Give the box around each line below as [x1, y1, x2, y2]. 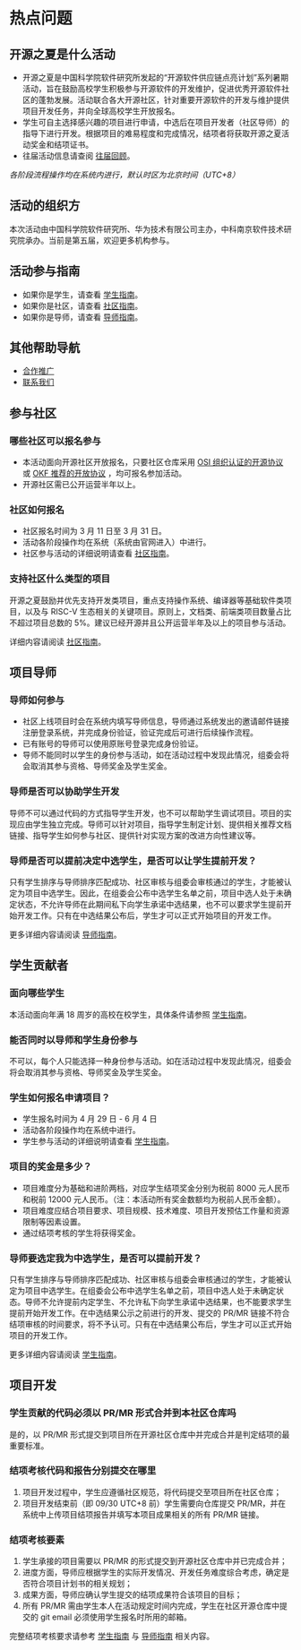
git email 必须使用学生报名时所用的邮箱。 [39, 1611, 193, 1622]
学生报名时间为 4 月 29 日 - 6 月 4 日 [21, 1113, 158, 1124]
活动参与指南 [9, 263, 81, 279]
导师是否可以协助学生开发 [9, 786, 120, 798]
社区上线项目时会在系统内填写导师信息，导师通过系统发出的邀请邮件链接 [21, 716, 289, 726]
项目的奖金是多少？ [9, 1161, 92, 1173]
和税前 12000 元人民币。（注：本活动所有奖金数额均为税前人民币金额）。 [21, 1193, 286, 1205]
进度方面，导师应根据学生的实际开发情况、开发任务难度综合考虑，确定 [21, 1567, 282, 1577]
